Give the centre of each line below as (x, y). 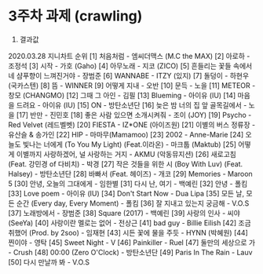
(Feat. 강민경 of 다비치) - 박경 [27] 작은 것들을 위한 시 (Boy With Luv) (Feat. (126, 164)
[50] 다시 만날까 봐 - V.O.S (49, 262)
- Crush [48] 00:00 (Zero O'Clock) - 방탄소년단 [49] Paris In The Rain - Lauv (130, 252)
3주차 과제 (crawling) (75, 16)
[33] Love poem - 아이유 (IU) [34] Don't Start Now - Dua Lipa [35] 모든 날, (126, 193)
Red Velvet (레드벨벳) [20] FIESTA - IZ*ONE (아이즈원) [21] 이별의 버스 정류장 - (132, 124)
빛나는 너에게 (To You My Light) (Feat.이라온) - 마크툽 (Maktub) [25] (130, 144)
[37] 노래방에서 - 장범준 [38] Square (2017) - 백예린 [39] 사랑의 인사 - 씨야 (124, 213)
